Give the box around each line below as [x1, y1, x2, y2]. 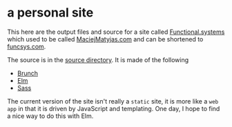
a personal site [7, 5, 94, 21]
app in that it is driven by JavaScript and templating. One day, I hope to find [7, 104, 220, 113]
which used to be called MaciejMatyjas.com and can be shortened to [7, 35, 204, 43]
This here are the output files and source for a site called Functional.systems [7, 28, 225, 36]
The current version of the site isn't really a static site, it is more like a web [7, 97, 219, 105]
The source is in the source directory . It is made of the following [7, 55, 189, 63]
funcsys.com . [7, 42, 46, 50]
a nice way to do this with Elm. [7, 112, 94, 120]
